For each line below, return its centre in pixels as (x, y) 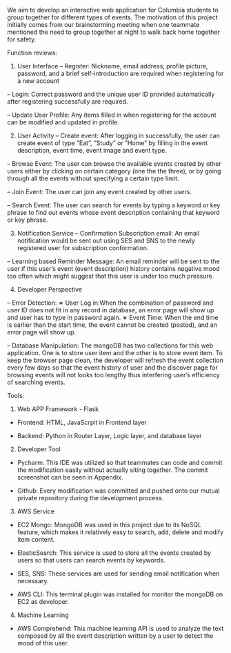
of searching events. (36, 382)
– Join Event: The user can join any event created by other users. (99, 192)
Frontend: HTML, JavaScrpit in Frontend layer (82, 422)
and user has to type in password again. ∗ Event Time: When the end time (113, 318)
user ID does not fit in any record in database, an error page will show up (111, 310)
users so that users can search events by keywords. (91, 560)
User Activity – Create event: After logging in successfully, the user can (119, 135)
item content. (36, 539)
